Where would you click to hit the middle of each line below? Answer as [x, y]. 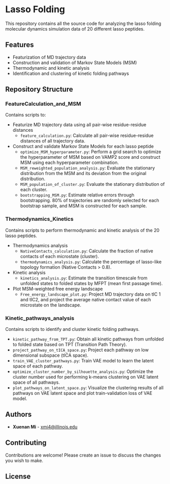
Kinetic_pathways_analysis [40, 318]
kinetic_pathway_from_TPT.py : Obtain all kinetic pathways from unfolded [88, 339]
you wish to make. [24, 460]
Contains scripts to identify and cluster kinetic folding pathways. [73, 329]
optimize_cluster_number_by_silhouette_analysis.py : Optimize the [83, 372]
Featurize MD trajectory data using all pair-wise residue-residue [79, 125]
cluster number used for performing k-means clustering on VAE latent [86, 377]
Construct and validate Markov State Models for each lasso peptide [83, 147]
